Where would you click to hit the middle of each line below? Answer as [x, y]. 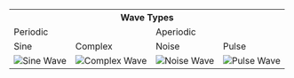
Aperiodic [176, 32]
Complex [94, 46]
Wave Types [147, 17]
